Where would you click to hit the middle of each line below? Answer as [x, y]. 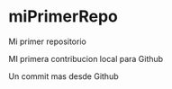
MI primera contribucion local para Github [86, 58]
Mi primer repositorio [47, 41]
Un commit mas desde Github [63, 76]
